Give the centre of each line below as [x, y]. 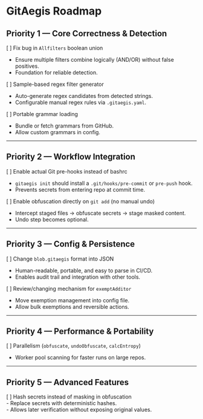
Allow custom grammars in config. [58, 132]
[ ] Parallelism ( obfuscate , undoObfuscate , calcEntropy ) [73, 346]
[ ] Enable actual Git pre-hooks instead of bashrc [67, 171]
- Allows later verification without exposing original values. [79, 410]
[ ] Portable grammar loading [42, 114]
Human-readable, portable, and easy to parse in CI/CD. [84, 270]
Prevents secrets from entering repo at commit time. [80, 189]
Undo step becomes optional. [52, 219]
